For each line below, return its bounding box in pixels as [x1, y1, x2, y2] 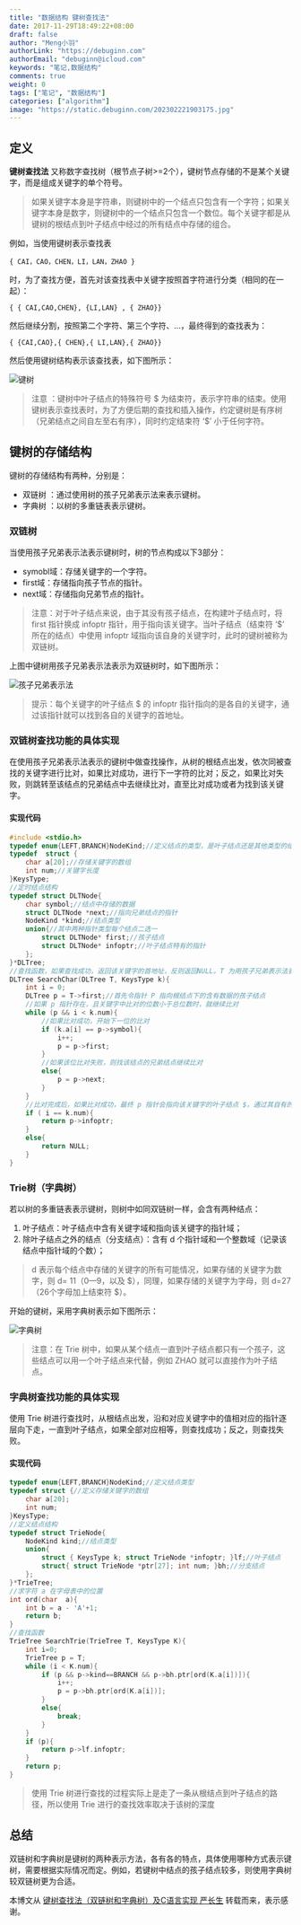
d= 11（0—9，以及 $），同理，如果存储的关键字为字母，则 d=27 [56, 1275, 291, 1286]
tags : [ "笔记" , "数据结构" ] [9, 88, 106, 97]
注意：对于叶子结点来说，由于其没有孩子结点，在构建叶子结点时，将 [30, 608, 283, 619]
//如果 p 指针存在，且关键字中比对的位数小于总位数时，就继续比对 [25, 1000, 239, 1009]
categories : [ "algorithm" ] [9, 96, 110, 106]
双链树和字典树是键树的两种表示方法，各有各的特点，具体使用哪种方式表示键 [9, 1853, 292, 1864]
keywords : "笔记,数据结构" [9, 64, 102, 73]
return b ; [25, 1612, 63, 1621]
